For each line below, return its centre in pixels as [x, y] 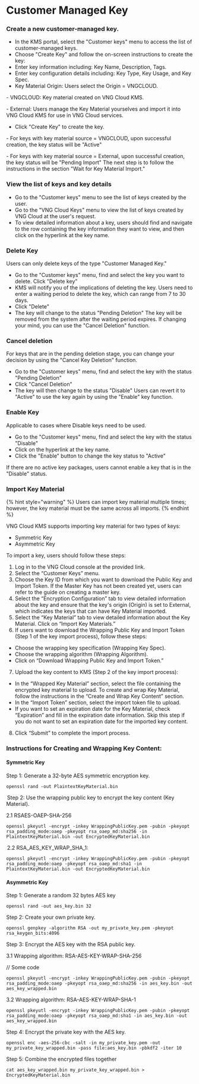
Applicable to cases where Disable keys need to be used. [76, 425]
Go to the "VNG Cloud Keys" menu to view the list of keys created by [99, 210]
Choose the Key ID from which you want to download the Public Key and [103, 579]
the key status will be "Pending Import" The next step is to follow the [90, 163]
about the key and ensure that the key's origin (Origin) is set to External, [103, 604]
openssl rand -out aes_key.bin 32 [49, 906]
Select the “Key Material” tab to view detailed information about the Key [102, 617]
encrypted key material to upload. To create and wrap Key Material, [97, 689]
